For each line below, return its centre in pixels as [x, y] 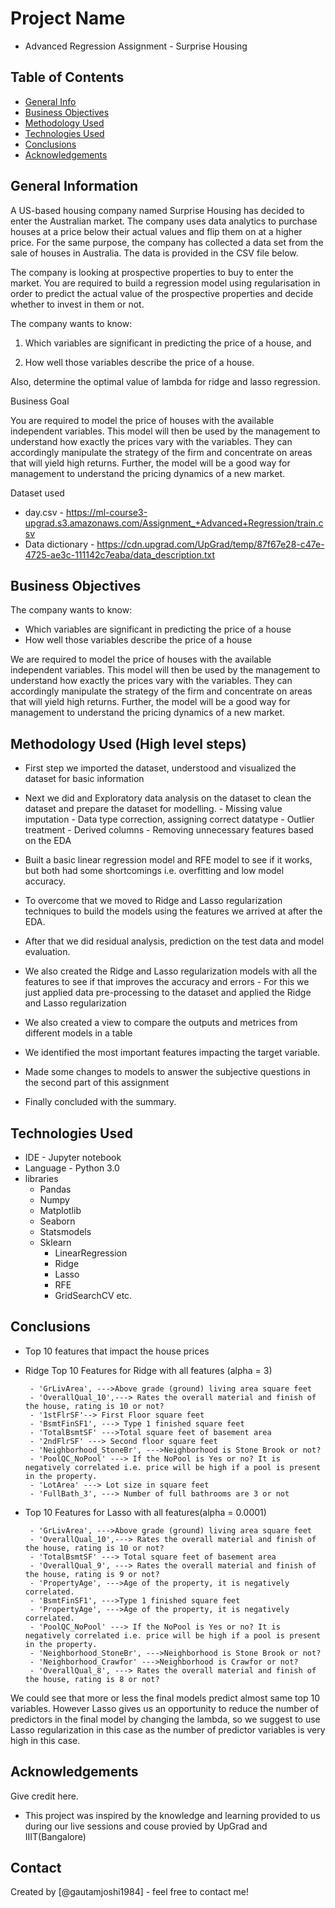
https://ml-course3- [106, 512]
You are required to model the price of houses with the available [142, 420]
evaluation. [47, 952]
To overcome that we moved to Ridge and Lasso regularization [153, 901]
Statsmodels [65, 1231]
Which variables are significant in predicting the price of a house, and [168, 343]
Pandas [55, 1189]
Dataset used [37, 493]
